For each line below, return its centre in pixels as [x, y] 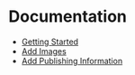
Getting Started [49, 42]
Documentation [68, 17]
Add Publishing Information [72, 61]
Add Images [44, 51]
